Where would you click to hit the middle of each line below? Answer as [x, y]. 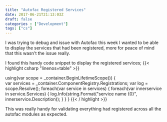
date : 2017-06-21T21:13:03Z [34, 14]
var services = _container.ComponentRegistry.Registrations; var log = [77, 83]
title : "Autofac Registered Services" [45, 10]
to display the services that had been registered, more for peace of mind [80, 48]
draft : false [19, 19]
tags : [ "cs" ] [19, 28]
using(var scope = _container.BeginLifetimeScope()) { [60, 78]
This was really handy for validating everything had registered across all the [83, 109]
